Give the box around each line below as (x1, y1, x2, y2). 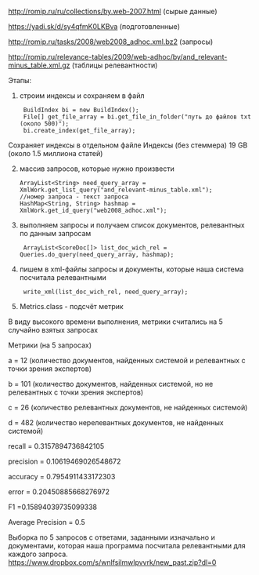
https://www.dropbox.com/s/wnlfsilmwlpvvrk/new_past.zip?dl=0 (8, 558, 217, 567)
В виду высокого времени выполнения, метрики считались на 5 (8, 317, 223, 326)
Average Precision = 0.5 (8, 518, 86, 526)
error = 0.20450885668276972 (8, 487, 110, 497)
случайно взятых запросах (8, 326, 99, 334)
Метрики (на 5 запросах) (8, 340, 92, 350)
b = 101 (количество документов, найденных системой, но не (8, 380, 214, 388)
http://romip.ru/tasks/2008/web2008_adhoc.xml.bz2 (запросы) (8, 37, 214, 46)
